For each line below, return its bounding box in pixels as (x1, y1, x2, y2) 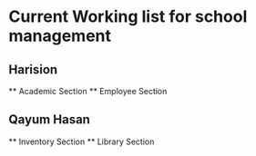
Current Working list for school (8, 6, 248, 27)
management (8, 25, 111, 46)
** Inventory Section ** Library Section (8, 136, 155, 147)
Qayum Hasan (8, 112, 90, 128)
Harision (8, 62, 58, 77)
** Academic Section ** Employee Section (8, 86, 168, 96)
